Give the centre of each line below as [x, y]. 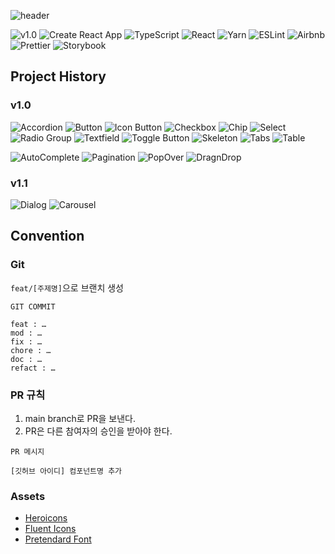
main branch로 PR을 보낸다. [80, 418]
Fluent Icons [50, 529]
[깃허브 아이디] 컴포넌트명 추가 [66, 471]
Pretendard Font [58, 539]
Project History [58, 76]
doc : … [26, 359]
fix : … [26, 341]
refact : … [33, 368]
